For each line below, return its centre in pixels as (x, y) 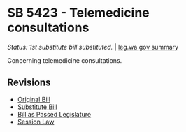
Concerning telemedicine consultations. (65, 60)
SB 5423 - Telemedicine (79, 13)
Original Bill (34, 99)
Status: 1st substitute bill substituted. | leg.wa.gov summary (93, 47)
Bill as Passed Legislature (54, 114)
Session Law (36, 122)
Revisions (29, 83)
